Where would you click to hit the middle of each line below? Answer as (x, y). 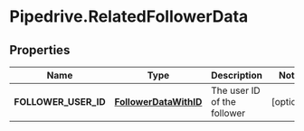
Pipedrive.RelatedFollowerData (129, 17)
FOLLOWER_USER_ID (60, 102)
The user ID (236, 90)
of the (224, 102)
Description (237, 75)
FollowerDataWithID (158, 102)
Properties (40, 50)
